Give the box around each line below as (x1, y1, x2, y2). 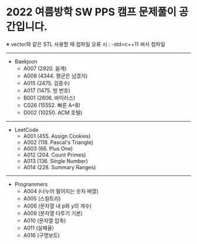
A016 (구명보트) (23, 232, 60, 239)
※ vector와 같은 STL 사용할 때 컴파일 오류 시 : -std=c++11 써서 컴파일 (6, 41, 165, 48)
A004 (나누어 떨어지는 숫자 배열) (23, 188, 98, 195)
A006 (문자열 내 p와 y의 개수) (23, 202, 92, 209)
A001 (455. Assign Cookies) (23, 132, 91, 139)
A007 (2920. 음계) (23, 65, 67, 72)
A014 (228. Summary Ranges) (23, 163, 96, 171)
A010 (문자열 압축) (23, 217, 66, 224)
